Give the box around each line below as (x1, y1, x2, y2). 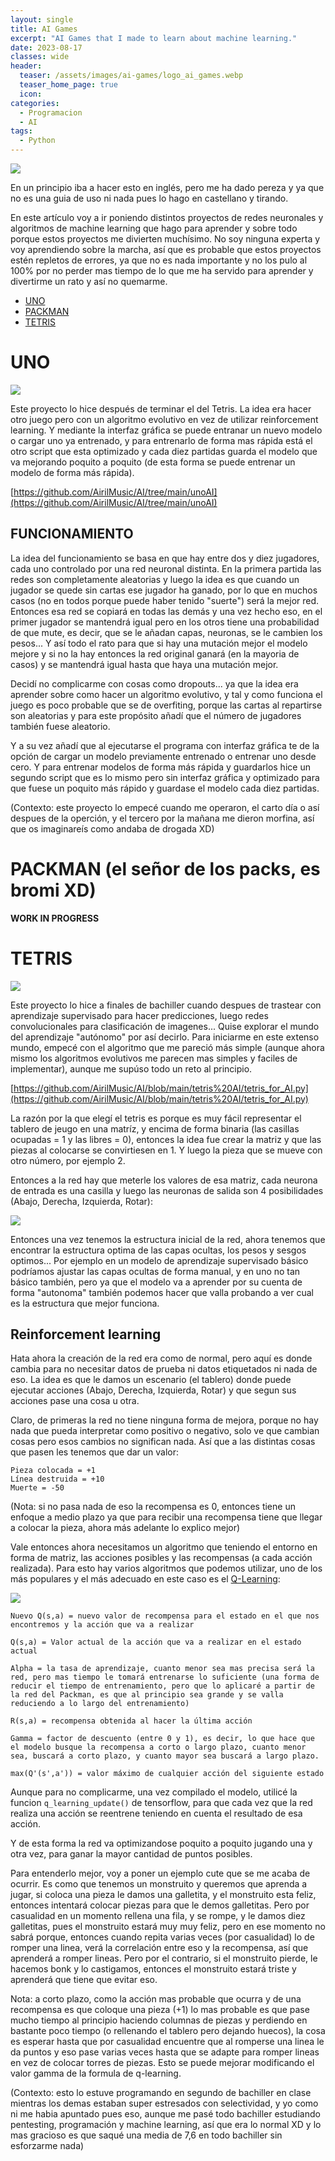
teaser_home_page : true (19, 80, 118, 90)
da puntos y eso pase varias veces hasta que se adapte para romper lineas (10, 2046, 320, 2058)
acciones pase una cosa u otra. (10, 1395, 140, 1407)
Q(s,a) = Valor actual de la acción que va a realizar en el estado (10, 1637, 302, 1648)
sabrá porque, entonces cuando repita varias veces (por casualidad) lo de (10, 1931, 315, 1943)
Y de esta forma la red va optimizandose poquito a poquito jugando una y (10, 1837, 313, 1850)
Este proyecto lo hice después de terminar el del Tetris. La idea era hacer (10, 402, 312, 415)
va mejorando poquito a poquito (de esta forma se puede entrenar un (10, 456, 296, 468)
